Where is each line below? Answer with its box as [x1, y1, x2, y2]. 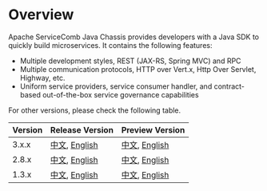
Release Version [50, 124, 114, 135]
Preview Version [121, 124, 185, 135]
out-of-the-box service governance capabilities [42, 90, 199, 99]
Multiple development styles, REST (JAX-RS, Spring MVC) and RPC [19, 56, 241, 66]
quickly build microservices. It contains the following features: [8, 40, 213, 50]
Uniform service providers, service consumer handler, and [19, 82, 213, 91]
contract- [213, 82, 245, 91]
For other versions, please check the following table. [8, 105, 181, 115]
